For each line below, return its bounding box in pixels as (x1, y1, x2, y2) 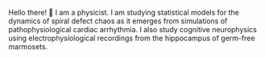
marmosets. (8, 42, 48, 52)
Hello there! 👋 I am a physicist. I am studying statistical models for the (8, 8, 239, 17)
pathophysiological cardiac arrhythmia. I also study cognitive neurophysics (8, 25, 258, 34)
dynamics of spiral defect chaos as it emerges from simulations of (8, 16, 228, 26)
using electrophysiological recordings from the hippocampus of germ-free (8, 33, 255, 43)
